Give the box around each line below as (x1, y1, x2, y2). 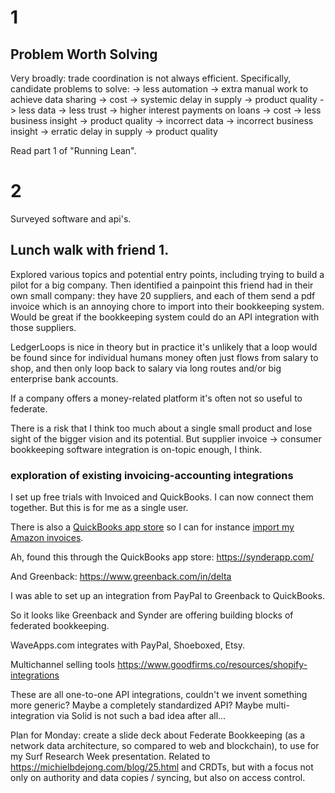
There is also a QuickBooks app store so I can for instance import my (10, 521, 295, 533)
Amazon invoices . (10, 532, 84, 544)
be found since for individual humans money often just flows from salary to (10, 351, 319, 363)
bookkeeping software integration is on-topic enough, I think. (10, 443, 263, 455)
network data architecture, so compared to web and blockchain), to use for (10, 740, 320, 752)
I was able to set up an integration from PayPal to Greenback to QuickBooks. (10, 590, 325, 602)
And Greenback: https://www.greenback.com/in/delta (10, 571, 232, 583)
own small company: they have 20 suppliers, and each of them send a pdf (10, 289, 316, 301)
